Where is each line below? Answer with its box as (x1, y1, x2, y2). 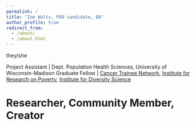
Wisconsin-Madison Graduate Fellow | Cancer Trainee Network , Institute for (6, 70, 190, 76)
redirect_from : (6, 25, 44, 31)
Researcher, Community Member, (6, 96, 175, 110)
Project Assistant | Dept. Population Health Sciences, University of (6, 63, 167, 70)
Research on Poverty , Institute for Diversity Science (6, 76, 131, 83)
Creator (6, 109, 45, 122)
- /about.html (11, 36, 46, 42)
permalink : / (6, 8, 38, 15)
